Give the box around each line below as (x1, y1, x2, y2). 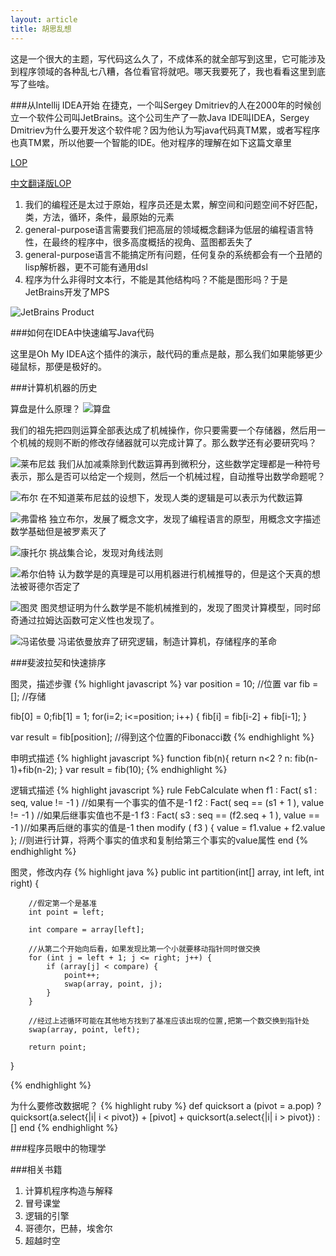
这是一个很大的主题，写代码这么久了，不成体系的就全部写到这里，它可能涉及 (10, 52, 326, 65)
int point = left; (28, 907, 105, 917)
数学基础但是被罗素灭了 (10, 525, 107, 537)
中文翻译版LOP (10, 177, 72, 189)
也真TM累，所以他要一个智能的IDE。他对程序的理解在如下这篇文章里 (10, 136, 292, 148)
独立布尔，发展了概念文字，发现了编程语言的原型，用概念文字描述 (48, 512, 321, 525)
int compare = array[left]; (28, 924, 145, 935)
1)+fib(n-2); (10, 763, 58, 775)
